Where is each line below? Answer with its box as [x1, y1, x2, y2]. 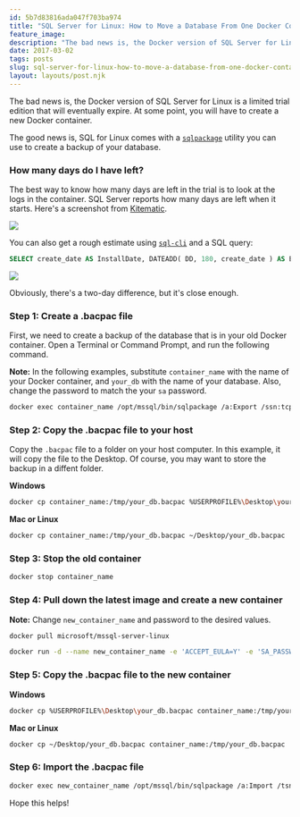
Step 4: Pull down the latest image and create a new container [9, 594, 283, 606]
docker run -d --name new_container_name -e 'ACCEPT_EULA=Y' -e [9, 647, 254, 657]
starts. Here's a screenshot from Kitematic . [9, 203, 168, 215]
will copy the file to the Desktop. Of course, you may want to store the [9, 453, 267, 465]
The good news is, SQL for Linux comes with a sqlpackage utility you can [9, 131, 277, 143]
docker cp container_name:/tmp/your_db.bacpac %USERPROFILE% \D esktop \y [9, 498, 281, 507]
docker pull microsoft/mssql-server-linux [9, 631, 170, 640]
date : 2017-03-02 [9, 46, 74, 55]
